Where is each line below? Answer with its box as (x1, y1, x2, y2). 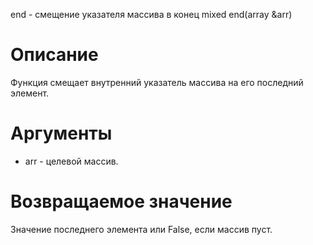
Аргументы (10, 122, 113, 145)
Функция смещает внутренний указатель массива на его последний (10, 76, 304, 88)
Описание (10, 44, 99, 66)
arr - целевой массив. (24, 155, 119, 167)
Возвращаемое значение (10, 190, 233, 213)
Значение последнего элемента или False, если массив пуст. (10, 223, 273, 235)
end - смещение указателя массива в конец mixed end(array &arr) (10, 9, 293, 20)
